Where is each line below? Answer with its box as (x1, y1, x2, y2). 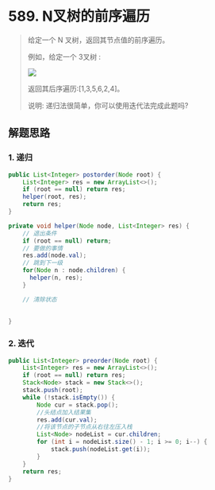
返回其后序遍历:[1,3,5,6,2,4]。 (27, 84, 125, 93)
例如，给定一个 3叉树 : (27, 52, 102, 61)
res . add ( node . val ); (22, 251, 87, 259)
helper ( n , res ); (29, 274, 83, 282)
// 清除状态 (22, 295, 57, 303)
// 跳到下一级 (22, 259, 63, 267)
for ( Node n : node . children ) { (22, 266, 126, 274)
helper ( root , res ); (22, 192, 87, 201)
